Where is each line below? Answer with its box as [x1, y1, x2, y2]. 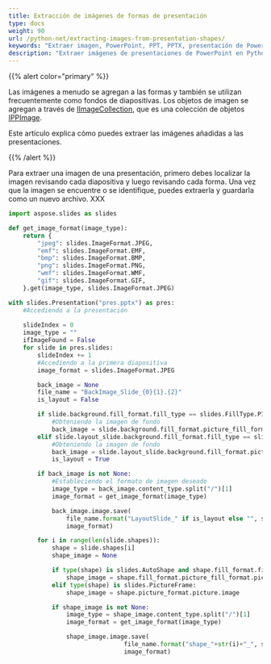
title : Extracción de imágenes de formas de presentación [8, 11, 207, 20]
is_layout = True [51, 455, 110, 464]
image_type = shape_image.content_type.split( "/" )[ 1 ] [65, 611, 251, 619]
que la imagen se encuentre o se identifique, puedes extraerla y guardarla [8, 186, 254, 194]
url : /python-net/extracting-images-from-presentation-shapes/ [8, 34, 226, 43]
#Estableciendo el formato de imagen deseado [51, 478, 207, 486]
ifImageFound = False [23, 336, 95, 345]
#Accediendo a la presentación [23, 306, 128, 315]
